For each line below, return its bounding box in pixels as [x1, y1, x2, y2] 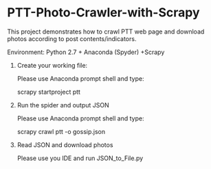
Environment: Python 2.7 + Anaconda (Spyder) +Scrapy [7, 48, 165, 56]
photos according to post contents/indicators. [7, 34, 137, 42]
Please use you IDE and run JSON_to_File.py [16, 154, 144, 162]
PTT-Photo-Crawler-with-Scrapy [7, 5, 201, 21]
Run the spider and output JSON [16, 101, 110, 109]
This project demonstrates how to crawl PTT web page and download [7, 27, 205, 36]
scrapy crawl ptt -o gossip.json [16, 127, 105, 135]
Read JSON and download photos [16, 140, 113, 148]
